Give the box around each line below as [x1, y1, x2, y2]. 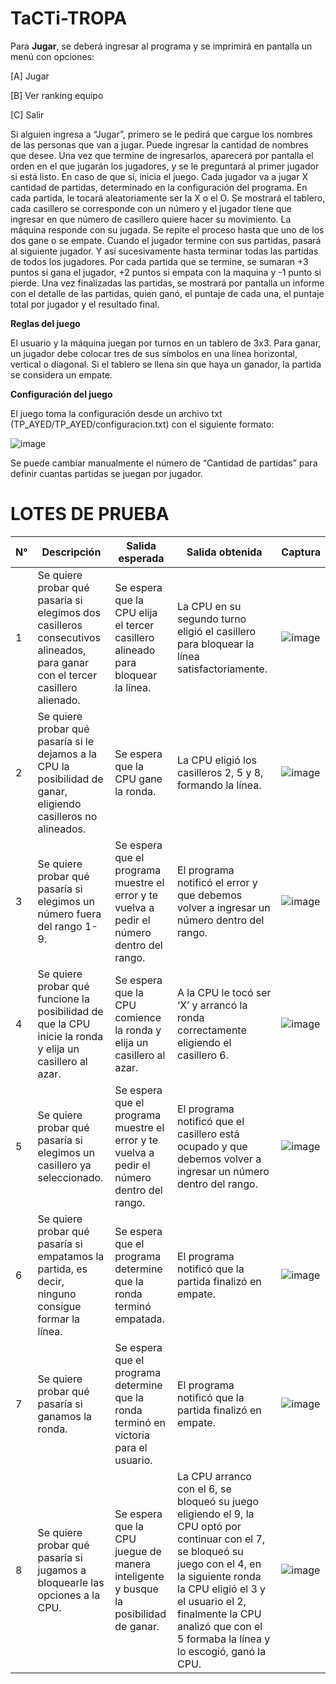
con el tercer [37, 668, 98, 682]
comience [114, 1010, 162, 1024]
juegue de [114, 1544, 162, 1558]
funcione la [37, 992, 90, 1006]
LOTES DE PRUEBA [10, 503, 170, 526]
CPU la [37, 759, 70, 773]
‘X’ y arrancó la [177, 998, 248, 1012]
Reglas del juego [10, 317, 81, 329]
